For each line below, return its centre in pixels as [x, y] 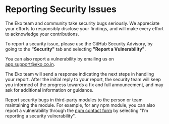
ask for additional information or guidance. [49, 90]
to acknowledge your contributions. [42, 34]
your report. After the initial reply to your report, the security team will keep [83, 79]
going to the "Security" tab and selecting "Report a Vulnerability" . [76, 49]
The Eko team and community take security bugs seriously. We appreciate [82, 23]
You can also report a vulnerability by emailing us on [60, 58]
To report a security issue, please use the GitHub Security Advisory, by [79, 43]
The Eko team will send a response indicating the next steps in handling [80, 74]
